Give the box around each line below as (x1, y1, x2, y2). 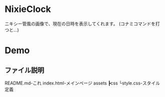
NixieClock (4, 3, 51, 15)
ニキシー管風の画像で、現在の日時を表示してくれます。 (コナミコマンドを (4, 20, 156, 26)
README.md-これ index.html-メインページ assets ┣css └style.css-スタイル (4, 80, 160, 86)
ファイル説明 (4, 66, 44, 74)
